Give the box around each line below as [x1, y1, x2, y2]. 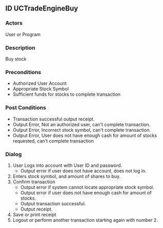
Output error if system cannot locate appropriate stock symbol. [20, 184, 154, 190]
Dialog [5, 150, 22, 157]
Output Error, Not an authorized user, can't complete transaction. [12, 121, 151, 128]
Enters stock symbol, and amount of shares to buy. [12, 173, 121, 179]
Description [5, 44, 35, 51]
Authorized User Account [12, 80, 67, 86]
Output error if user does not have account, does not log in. [20, 167, 147, 174]
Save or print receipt [12, 211, 57, 218]
